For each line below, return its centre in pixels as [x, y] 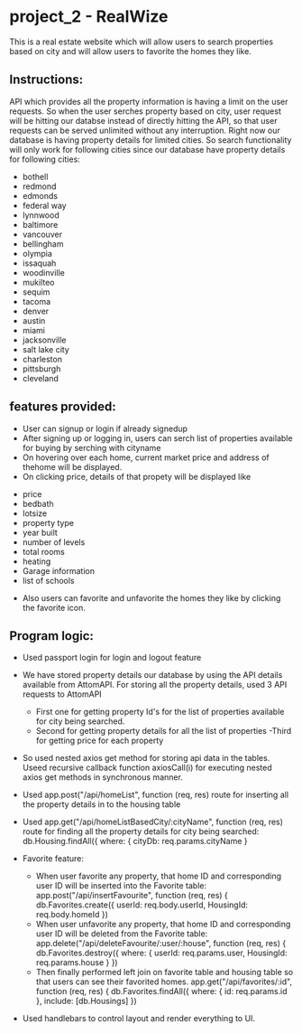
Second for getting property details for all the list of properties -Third [164, 731]
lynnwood [41, 215]
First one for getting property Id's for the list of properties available [160, 712]
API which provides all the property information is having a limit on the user [149, 101]
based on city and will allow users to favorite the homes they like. [131, 51]
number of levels [54, 542]
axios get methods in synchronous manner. [102, 777]
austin [34, 320]
